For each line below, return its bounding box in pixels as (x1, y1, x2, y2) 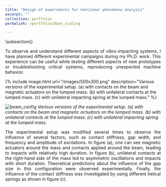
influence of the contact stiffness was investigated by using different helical (5, 171, 161, 177)
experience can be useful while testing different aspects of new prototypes (5, 59, 161, 64)
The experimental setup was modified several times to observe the (5, 129, 161, 135)
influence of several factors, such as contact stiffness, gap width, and (5, 134, 161, 140)
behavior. (5, 69, 24, 75)
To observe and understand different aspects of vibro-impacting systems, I (5, 48, 161, 54)
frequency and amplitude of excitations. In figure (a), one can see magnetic (5, 140, 161, 146)
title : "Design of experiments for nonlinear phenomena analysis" (5, 7, 145, 12)
